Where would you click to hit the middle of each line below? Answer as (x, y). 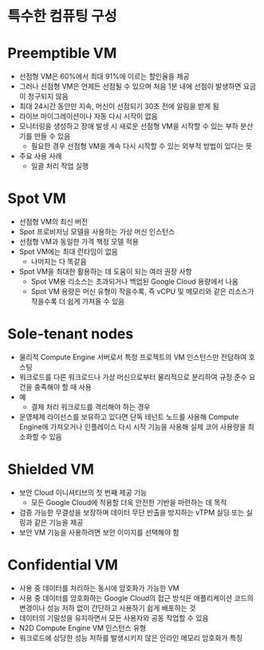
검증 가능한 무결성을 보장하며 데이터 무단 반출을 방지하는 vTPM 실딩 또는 (132, 512)
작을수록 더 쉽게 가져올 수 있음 (78, 302)
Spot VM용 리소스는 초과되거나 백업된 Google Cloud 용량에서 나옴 (134, 282)
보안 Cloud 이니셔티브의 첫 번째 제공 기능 (83, 492)
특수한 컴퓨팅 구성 (62, 16)
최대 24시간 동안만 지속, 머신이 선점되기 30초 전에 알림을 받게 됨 (119, 106)
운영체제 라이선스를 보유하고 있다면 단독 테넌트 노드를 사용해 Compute (129, 417)
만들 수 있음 (52, 136)
